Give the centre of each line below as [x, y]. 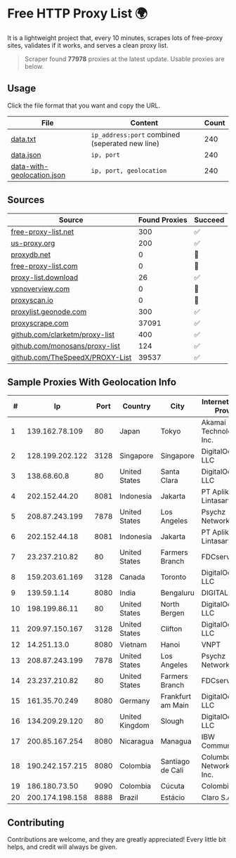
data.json [26, 155]
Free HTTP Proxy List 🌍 [78, 14]
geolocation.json [38, 175]
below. [34, 66]
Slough [172, 721]
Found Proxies [163, 220]
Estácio [173, 798]
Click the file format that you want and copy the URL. [84, 105]
